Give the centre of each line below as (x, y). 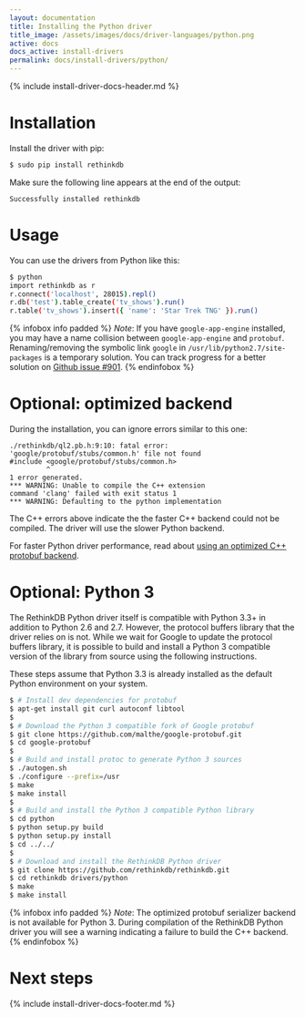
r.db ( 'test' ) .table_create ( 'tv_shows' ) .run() (97, 303)
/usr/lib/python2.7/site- (237, 349)
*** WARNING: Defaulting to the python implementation (116, 502)
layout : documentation (52, 18)
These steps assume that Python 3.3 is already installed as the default (141, 674)
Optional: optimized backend (121, 404)
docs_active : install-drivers (67, 52)
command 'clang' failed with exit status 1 (93, 494)
